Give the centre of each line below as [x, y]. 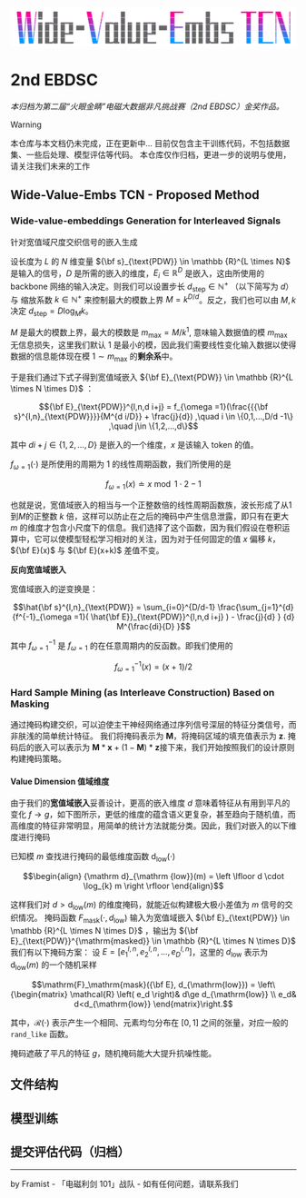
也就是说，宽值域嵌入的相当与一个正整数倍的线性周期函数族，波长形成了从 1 [151, 505]
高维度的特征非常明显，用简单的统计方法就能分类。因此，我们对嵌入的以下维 [153, 826]
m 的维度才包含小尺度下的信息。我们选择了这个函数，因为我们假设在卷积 [146, 527]
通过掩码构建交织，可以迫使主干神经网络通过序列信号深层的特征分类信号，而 [153, 724]
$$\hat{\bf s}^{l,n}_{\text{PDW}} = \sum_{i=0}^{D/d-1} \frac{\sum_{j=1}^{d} [153, 607]
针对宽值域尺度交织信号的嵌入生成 [74, 242]
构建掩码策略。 [38, 758]
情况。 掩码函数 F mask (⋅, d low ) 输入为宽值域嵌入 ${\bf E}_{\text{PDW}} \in [153, 918]
